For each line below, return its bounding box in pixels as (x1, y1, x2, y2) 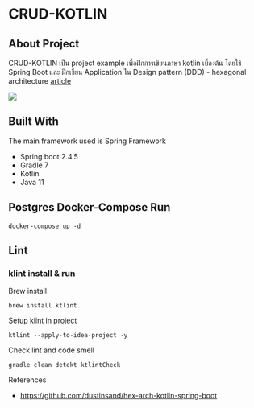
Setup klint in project (8, 315, 77, 326)
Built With (8, 114, 59, 129)
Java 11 (19, 177, 44, 187)
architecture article (8, 76, 72, 85)
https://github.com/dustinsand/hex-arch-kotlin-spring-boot (19, 391, 218, 401)
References (8, 375, 47, 385)
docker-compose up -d (8, 222, 81, 230)
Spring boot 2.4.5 (19, 151, 79, 161)
